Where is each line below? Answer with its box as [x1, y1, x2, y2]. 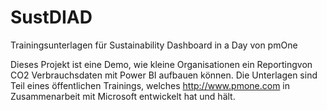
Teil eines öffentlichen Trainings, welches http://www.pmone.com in [10, 79, 291, 91]
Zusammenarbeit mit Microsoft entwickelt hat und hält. [10, 90, 236, 102]
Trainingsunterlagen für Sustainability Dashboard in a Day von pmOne [10, 39, 298, 51]
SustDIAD [10, 6, 93, 29]
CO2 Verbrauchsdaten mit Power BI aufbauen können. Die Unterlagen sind [10, 69, 318, 81]
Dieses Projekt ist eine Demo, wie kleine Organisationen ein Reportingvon [10, 58, 313, 70]
